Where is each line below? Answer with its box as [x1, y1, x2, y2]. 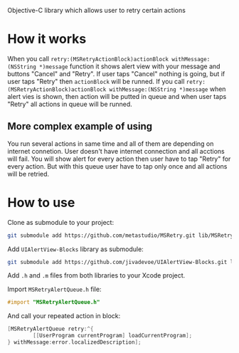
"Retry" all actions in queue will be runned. [7, 100, 133, 108]
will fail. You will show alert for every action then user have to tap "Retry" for [7, 154, 231, 163]
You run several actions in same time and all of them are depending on [7, 139, 214, 148]
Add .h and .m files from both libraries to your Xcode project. [7, 271, 186, 280]
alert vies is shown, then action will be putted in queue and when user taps [7, 92, 227, 100]
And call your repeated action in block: [7, 312, 121, 320]
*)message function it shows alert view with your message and [38, 62, 221, 70]
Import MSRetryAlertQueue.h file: [7, 285, 102, 294]
